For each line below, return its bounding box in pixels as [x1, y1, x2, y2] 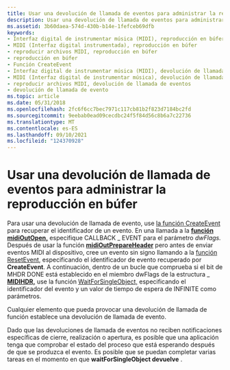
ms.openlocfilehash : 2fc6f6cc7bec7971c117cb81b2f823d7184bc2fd [7, 106, 192, 113]
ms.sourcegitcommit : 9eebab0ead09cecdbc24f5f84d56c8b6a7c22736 [7, 112, 192, 119]
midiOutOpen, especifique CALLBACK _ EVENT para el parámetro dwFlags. [7, 234, 221, 242]
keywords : [7, 29, 36, 36]
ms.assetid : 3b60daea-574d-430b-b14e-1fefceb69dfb [7, 23, 155, 30]
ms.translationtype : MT [7, 118, 75, 126]
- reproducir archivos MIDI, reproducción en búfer [7, 49, 157, 56]
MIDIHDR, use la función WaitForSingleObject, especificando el [7, 277, 186, 286]
